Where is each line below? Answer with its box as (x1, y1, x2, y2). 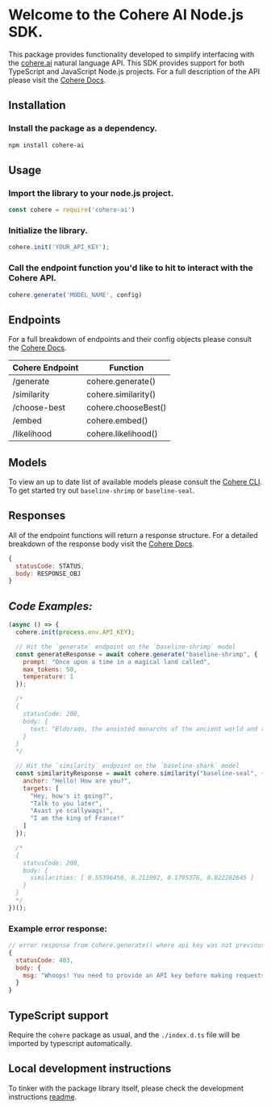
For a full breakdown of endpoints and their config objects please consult (8, 335, 252, 344)
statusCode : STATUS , (15, 562, 85, 570)
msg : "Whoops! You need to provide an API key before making (23, 971, 232, 979)
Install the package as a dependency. (8, 123, 158, 134)
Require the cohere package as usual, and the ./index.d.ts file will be (8, 1030, 240, 1040)
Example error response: (8, 923, 107, 934)
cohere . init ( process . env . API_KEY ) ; (15, 628, 135, 636)
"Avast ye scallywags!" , (29, 807, 114, 815)
